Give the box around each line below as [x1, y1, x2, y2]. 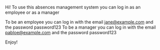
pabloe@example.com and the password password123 [5, 30, 117, 35]
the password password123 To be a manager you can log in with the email [5, 24, 156, 30]
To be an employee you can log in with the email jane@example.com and [5, 19, 154, 25]
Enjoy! [5, 39, 18, 45]
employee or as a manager [5, 9, 60, 15]
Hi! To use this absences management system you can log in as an [5, 4, 141, 10]
